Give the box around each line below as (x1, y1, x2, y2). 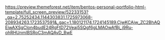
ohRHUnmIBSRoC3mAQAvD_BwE (5, 30, 73, 35)
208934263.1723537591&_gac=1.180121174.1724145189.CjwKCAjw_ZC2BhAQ (5, 19, 161, 25)
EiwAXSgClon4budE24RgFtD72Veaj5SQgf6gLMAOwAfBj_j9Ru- (5, 25, 133, 30)
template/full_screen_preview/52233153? (5, 9, 89, 15)
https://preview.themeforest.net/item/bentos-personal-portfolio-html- (5, 4, 146, 10)
